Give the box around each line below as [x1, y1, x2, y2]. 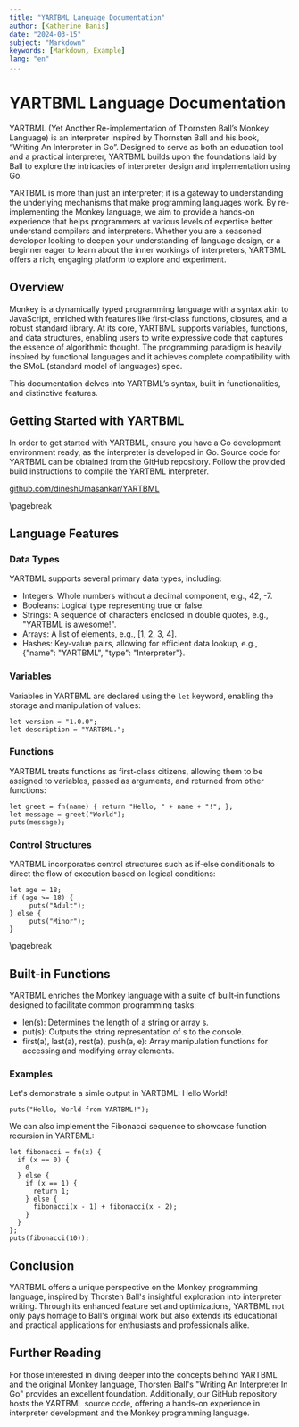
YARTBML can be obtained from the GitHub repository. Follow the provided [9, 456, 286, 467]
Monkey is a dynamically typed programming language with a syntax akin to [9, 303, 289, 314]
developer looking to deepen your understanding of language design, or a [9, 234, 281, 246]
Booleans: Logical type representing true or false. [21, 600, 205, 611]
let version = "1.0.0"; [9, 717, 98, 726]
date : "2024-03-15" [9, 30, 82, 38]
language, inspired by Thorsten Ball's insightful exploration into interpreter [9, 1291, 283, 1302]
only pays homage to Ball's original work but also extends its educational [9, 1311, 278, 1321]
